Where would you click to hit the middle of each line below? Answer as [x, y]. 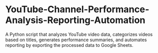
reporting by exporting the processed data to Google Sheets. [70, 45]
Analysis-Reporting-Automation [75, 20]
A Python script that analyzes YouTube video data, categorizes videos [79, 34]
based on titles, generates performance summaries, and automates [76, 40]
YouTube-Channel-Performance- [77, 9]
